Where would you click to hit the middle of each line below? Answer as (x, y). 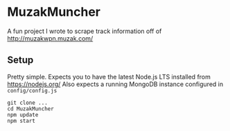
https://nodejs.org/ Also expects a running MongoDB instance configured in (115, 84)
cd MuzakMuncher (30, 109)
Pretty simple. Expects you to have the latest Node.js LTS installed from (109, 77)
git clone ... (28, 103)
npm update (23, 114)
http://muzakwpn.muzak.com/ (50, 38)
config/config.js (32, 90)
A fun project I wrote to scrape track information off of (85, 31)
